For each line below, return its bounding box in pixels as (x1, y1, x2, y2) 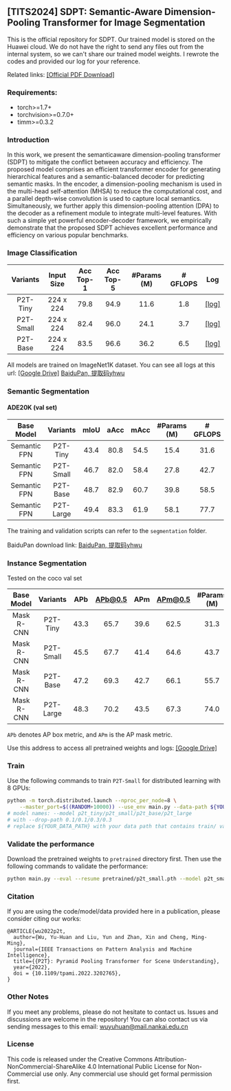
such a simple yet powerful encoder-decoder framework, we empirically (7, 217, 212, 225)
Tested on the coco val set (7, 574, 82, 583)
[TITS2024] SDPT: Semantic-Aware (7, 6, 163, 18)
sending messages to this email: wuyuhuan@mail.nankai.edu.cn (7, 1022, 188, 1030)
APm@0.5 (156, 595, 190, 605)
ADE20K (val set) (7, 403, 58, 412)
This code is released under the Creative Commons (7, 1055, 153, 1063)
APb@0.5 (95, 595, 127, 605)
